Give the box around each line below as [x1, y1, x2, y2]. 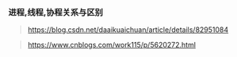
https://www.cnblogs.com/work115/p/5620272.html [27, 41, 197, 50]
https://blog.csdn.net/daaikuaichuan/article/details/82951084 [27, 25, 229, 34]
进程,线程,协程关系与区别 [8, 6, 103, 17]
